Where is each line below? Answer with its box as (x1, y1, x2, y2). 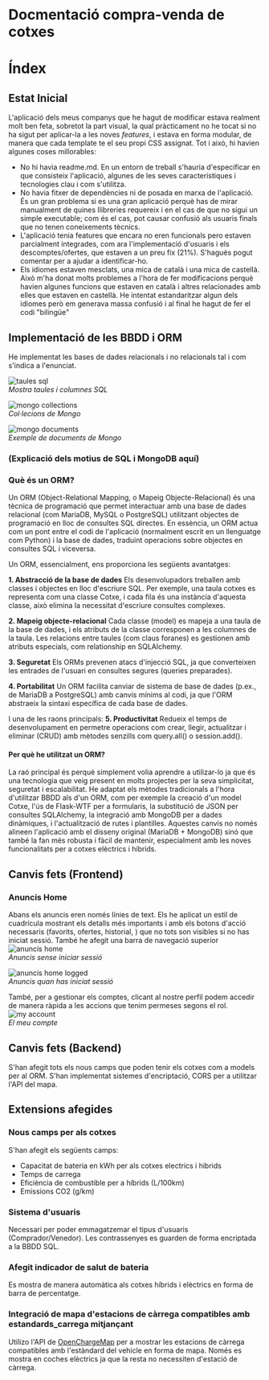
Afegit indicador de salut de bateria (8, 1261, 149, 1272)
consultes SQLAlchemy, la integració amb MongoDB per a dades (8, 810, 222, 820)
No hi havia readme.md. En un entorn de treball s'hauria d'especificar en (19, 162, 261, 172)
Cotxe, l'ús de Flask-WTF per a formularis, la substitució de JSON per (8, 802, 238, 811)
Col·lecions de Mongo (8, 409, 81, 418)
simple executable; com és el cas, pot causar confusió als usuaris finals (19, 214, 258, 223)
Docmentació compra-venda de (8, 6, 225, 24)
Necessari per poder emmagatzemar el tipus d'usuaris (8, 1224, 189, 1234)
